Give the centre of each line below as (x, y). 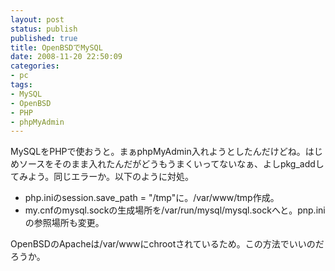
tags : (21, 85)
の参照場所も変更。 (64, 223)
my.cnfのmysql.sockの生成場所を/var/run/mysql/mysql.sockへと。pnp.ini (175, 210)
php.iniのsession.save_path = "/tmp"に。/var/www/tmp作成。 (152, 198)
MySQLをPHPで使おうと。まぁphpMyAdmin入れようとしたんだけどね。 (158, 152)
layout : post (37, 19)
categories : (35, 66)
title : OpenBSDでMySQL (56, 47)
